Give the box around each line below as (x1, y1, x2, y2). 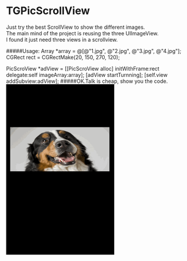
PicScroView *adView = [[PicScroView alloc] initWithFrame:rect (6, 65, 160, 72)
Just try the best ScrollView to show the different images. (6, 24, 145, 31)
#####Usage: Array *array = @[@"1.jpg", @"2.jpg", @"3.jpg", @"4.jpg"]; (6, 47, 182, 54)
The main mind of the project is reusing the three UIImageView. (6, 29, 159, 36)
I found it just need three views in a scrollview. (6, 36, 118, 43)
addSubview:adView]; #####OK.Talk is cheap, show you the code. (6, 78, 168, 85)
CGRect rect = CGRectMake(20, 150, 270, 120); (6, 53, 120, 61)
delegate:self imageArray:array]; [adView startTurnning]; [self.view (6, 71, 168, 78)
